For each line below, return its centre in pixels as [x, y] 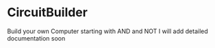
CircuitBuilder [47, 13]
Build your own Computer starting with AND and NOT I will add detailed [108, 31]
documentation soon [36, 38]
